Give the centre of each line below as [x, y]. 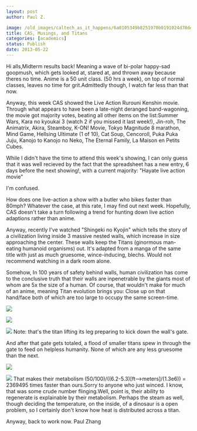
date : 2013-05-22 [27, 50]
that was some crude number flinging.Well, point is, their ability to [85, 391]
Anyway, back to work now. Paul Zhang [54, 421]
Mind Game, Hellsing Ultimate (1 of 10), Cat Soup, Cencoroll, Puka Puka [92, 134]
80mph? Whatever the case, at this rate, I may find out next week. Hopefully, [98, 205]
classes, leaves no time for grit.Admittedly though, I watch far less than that [97, 85]
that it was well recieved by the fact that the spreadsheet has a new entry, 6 [98, 164]
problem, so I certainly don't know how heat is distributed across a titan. [93, 410]
